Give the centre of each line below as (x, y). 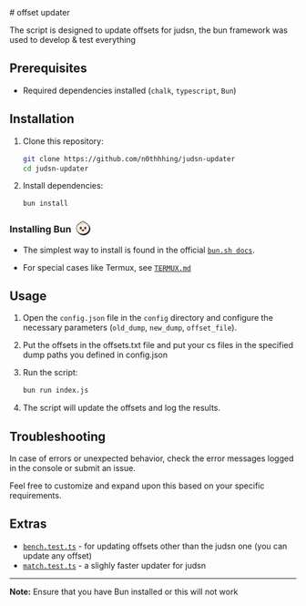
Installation (42, 119)
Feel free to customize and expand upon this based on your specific (137, 486)
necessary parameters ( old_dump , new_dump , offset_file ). (130, 328)
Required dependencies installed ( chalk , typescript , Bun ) (129, 90)
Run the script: (50, 373)
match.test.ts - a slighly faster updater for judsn (114, 565)
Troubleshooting (58, 436)
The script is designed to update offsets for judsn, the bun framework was (149, 30)
